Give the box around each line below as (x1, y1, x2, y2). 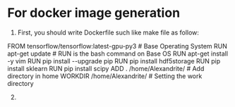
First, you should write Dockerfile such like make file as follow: (17, 28, 200, 37)
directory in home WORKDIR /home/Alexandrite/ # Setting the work (7, 72, 203, 80)
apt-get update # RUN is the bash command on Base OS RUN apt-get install (7, 49, 228, 58)
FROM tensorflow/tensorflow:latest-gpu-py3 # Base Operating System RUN (7, 42, 228, 50)
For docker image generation (7, 5, 181, 21)
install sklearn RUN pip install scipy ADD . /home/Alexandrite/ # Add (7, 64, 205, 73)
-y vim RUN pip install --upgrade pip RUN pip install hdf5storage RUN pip (7, 56, 221, 65)
